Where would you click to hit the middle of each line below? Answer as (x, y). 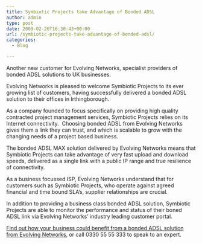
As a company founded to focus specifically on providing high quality (93, 111)
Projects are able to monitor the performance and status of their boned (94, 210)
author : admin (24, 18)
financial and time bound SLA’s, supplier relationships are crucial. (87, 191)
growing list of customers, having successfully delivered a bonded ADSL (96, 92)
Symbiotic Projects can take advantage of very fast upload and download (97, 154)
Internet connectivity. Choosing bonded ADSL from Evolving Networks (94, 123)
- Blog (20, 46)
